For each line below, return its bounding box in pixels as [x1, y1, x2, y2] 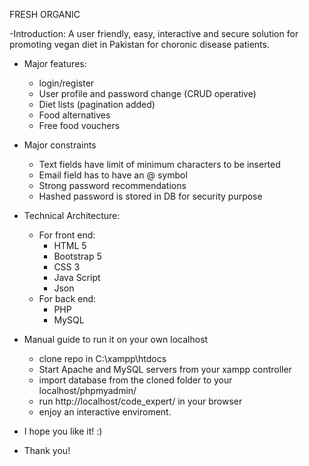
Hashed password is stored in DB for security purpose [38, 190, 263, 202]
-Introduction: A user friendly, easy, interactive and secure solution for [9, 28, 299, 39]
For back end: [38, 293, 97, 304]
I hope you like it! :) [23, 425, 103, 437]
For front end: [38, 229, 96, 241]
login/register [38, 77, 95, 89]
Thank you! [23, 445, 71, 456]
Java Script [53, 272, 101, 283]
